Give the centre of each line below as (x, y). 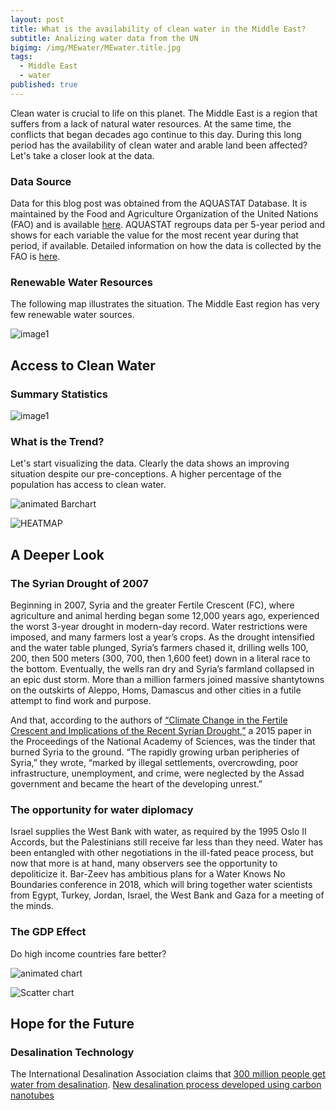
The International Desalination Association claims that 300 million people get (168, 1074)
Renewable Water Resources (81, 282)
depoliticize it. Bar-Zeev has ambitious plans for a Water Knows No (148, 874)
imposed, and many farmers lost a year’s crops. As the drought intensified (162, 637)
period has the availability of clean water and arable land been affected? (159, 145)
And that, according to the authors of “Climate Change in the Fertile (149, 720)
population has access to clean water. (88, 485)
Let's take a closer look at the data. (82, 155)
